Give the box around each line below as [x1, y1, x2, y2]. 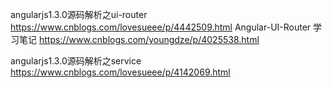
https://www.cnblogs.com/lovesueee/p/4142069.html [10, 66, 231, 78]
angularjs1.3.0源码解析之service [10, 55, 142, 67]
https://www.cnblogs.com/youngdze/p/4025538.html [38, 34, 260, 45]
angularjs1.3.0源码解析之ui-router [10, 9, 148, 20]
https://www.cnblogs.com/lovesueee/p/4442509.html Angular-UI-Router [10, 21, 312, 33]
